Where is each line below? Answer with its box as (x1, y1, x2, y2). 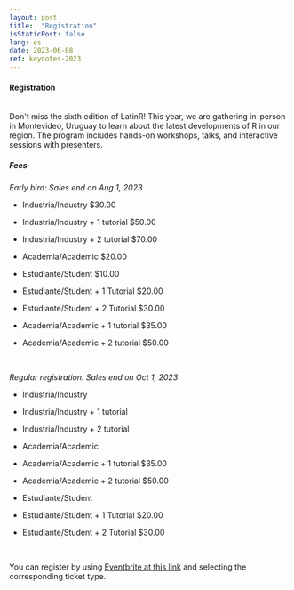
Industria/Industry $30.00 (21, 199, 116, 210)
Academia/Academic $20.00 (21, 251, 127, 263)
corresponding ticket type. (9, 571, 107, 582)
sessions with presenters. (9, 140, 104, 150)
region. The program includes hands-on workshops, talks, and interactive (9, 130, 278, 141)
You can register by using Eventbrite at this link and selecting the (9, 562, 247, 572)
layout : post (9, 12, 58, 22)
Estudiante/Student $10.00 (21, 269, 120, 279)
